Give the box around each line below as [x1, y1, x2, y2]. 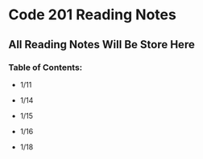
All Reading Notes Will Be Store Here [8, 38, 195, 51]
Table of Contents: [8, 62, 83, 73]
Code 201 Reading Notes [8, 6, 177, 24]
